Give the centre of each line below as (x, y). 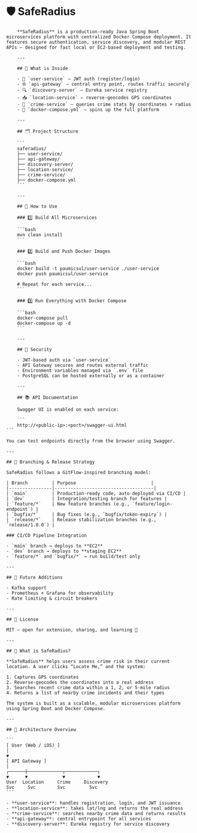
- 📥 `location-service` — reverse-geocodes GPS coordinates (94, 97)
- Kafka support (26, 588)
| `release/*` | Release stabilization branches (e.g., (81, 519)
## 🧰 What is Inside (43, 68)
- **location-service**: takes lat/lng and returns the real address (95, 808)
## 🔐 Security (34, 349)
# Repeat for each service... (55, 284)
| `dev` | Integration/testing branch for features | (87, 498)
